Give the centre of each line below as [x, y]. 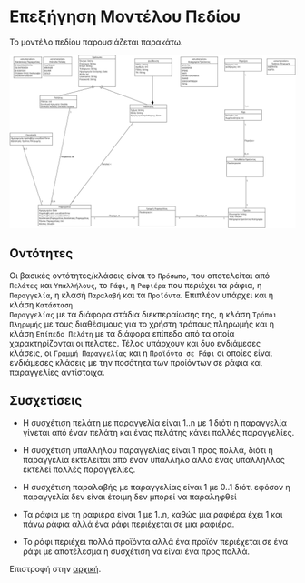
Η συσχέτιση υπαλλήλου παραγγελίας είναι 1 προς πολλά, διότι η [148, 450]
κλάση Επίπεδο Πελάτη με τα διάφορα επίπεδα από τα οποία [122, 333]
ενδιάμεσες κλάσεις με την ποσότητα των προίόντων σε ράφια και [136, 362]
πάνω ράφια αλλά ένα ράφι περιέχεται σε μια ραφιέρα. [128, 524]
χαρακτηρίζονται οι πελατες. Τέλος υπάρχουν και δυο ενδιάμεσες [135, 343]
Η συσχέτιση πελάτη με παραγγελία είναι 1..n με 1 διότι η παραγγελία [155, 422]
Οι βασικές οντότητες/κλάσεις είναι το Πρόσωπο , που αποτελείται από [140, 276]
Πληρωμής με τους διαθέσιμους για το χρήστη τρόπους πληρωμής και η [142, 324]
